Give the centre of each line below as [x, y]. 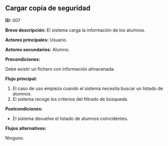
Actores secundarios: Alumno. [37, 49]
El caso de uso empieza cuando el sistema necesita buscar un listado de [88, 88]
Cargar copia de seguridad [48, 8]
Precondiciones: [23, 59]
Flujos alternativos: [26, 128]
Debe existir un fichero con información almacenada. [60, 69]
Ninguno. [15, 138]
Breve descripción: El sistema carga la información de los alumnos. [75, 30]
